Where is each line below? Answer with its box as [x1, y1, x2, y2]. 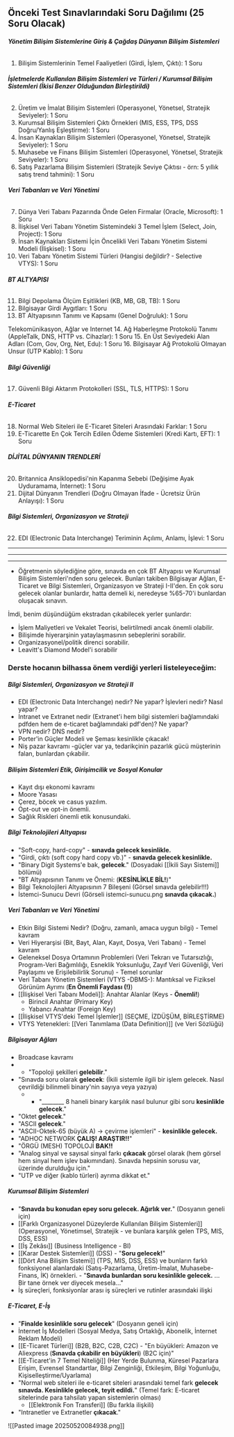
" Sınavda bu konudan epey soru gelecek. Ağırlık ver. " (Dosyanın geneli [17, 1204, 225, 1213]
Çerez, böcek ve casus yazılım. [17, 797, 108, 806]
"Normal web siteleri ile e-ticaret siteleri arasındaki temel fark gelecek [17, 1378, 219, 1387]
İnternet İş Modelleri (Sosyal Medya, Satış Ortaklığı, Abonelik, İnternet [17, 1326, 217, 1335]
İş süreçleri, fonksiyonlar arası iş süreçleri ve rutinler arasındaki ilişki [17, 1285, 212, 1294]
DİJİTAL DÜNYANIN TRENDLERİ [8, 453, 101, 461]
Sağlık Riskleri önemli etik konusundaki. [17, 812, 131, 820]
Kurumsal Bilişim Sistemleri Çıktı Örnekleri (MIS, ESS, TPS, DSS [17, 118, 199, 127]
